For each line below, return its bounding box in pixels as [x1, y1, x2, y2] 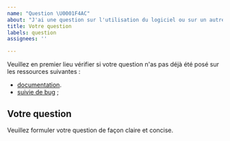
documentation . [16, 81, 62, 89]
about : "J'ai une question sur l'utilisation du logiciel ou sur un [7, 16, 207, 23]
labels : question [7, 29, 57, 36]
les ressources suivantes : [7, 68, 81, 76]
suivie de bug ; [16, 88, 60, 97]
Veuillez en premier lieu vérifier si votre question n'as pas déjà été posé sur [7, 60, 219, 68]
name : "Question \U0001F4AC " [7, 10, 90, 17]
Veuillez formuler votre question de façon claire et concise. [7, 126, 174, 134]
